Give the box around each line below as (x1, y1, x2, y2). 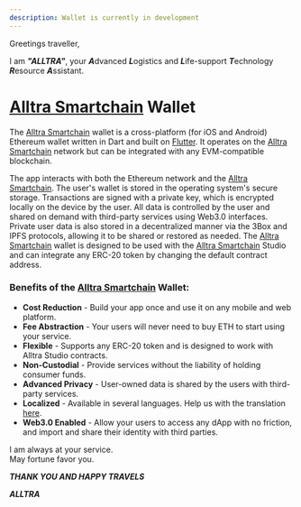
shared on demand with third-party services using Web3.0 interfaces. (9, 211, 269, 222)
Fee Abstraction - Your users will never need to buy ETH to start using (22, 321, 286, 332)
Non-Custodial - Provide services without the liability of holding (22, 359, 261, 370)
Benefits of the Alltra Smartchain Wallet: (9, 281, 190, 294)
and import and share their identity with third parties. (22, 426, 219, 438)
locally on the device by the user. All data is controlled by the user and (9, 201, 270, 212)
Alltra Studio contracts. (22, 349, 108, 361)
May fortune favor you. (9, 453, 95, 465)
